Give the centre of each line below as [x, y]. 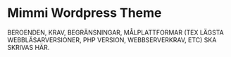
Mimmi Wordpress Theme [85, 13]
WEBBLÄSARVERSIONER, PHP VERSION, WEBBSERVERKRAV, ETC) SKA [112, 39]
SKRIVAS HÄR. [29, 47]
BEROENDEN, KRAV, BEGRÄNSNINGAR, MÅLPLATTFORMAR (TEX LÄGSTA [115, 32]
